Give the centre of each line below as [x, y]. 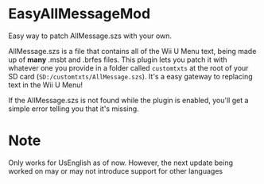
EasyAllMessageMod [80, 14]
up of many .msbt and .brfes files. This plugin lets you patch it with [118, 59]
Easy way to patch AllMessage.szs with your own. [90, 36]
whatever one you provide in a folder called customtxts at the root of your [128, 67]
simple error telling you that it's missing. [74, 109]
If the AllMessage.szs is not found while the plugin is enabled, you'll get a [128, 100]
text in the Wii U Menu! [46, 85]
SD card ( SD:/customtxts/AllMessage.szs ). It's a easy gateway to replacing [130, 76]
